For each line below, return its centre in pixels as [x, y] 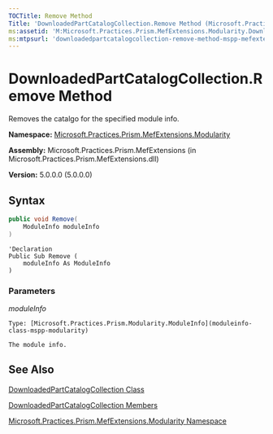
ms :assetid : [28, 31]
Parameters [32, 291]
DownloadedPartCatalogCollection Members [83, 405]
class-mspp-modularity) [49, 331]
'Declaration [30, 249]
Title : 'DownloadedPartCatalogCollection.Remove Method [105, 24]
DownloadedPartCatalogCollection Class [76, 389]
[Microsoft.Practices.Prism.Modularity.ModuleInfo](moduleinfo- [141, 323]
